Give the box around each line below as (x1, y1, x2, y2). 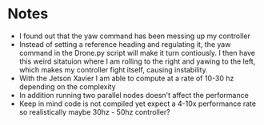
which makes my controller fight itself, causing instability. (18, 64, 209, 74)
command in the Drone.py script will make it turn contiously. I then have (18, 48, 255, 57)
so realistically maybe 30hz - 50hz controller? (18, 107, 170, 116)
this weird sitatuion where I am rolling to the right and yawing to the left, (18, 57, 256, 66)
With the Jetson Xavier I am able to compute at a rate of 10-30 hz (18, 73, 234, 83)
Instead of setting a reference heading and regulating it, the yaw (18, 39, 231, 49)
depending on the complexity (18, 81, 117, 92)
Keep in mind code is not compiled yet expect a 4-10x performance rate (18, 99, 257, 108)
